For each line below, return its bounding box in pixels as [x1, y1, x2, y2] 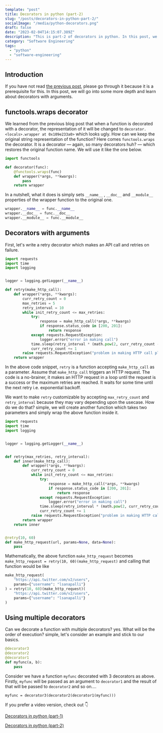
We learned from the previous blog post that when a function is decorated [5, 121, 153, 127]
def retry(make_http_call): [5, 287, 62, 292]
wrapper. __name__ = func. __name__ [5, 207, 75, 211]
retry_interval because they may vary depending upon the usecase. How [5, 399, 155, 405]
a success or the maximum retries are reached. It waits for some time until [5, 379, 153, 385]
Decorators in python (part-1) [5, 713, 64, 719]
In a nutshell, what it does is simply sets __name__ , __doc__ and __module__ [5, 192, 154, 198]
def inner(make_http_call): [14, 459, 70, 464]
